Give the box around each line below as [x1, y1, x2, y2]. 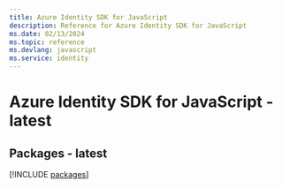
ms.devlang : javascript [9, 46, 97, 55]
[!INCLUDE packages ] [9, 169, 89, 179]
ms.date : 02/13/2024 [9, 29, 86, 38]
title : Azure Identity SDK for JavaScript [9, 12, 168, 22]
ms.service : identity [9, 54, 89, 63]
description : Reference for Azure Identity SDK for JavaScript [9, 21, 248, 30]
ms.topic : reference [9, 37, 86, 47]
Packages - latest [9, 146, 108, 161]
